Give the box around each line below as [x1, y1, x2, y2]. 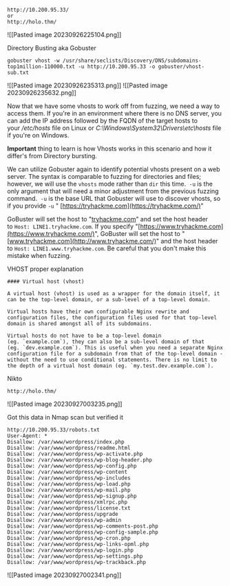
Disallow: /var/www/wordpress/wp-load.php [7, 481, 131, 488]
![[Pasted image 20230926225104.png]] [7, 31, 122, 39]
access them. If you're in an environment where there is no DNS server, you [7, 109, 222, 117]
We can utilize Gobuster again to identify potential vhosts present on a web [7, 165, 220, 173]
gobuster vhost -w [7, 57, 60, 64]
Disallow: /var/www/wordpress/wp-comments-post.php [7, 523, 158, 530]
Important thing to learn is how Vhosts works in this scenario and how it [7, 144, 212, 153]
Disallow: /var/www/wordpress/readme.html [7, 444, 131, 451]
